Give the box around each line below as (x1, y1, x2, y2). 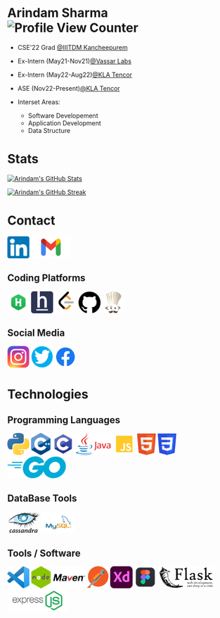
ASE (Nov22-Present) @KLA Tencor (17, 84, 121, 92)
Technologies (7, 386, 89, 402)
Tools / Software (7, 547, 81, 559)
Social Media (7, 327, 65, 339)
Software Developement (27, 111, 98, 120)
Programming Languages (7, 414, 121, 427)
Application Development (27, 118, 102, 127)
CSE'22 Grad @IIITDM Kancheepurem (17, 43, 128, 51)
